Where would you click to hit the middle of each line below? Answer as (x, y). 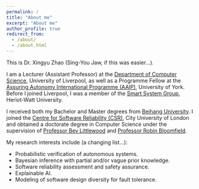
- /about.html (29, 46)
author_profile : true (33, 29)
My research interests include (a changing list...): (67, 142)
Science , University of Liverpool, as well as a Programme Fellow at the (93, 80)
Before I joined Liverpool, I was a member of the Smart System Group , (93, 93)
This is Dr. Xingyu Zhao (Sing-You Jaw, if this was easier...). (80, 62)
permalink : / (23, 12)
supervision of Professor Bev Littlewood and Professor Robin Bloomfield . (96, 131)
